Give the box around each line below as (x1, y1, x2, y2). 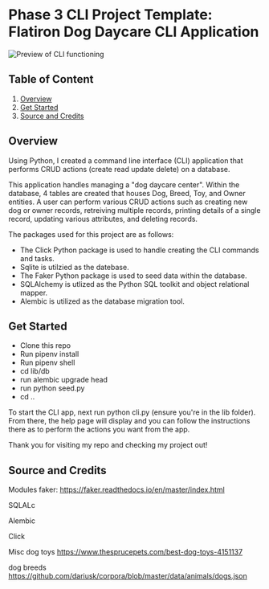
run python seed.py (19, 383, 85, 393)
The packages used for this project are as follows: (8, 229, 174, 239)
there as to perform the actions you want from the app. (8, 424, 190, 435)
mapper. (19, 288, 48, 297)
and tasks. (19, 253, 55, 263)
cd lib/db (19, 366, 50, 376)
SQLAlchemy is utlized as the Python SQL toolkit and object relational (19, 279, 250, 288)
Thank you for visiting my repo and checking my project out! (8, 440, 208, 450)
